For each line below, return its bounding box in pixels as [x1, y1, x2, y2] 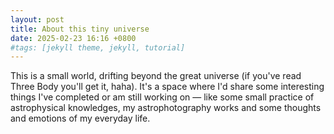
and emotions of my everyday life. [10, 112, 151, 125]
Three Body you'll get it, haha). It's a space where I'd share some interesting [10, 81, 325, 93]
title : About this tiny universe [10, 24, 150, 34]
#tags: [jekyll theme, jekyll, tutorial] [10, 42, 186, 53]
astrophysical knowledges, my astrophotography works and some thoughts [10, 102, 322, 114]
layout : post [10, 14, 65, 25]
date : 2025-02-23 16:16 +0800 [10, 33, 137, 43]
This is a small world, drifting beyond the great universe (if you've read [10, 70, 302, 82]
